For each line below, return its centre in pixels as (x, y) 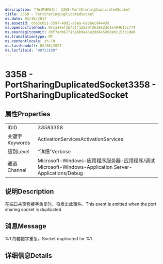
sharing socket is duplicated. (34, 210)
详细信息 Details (29, 255)
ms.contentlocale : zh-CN (30, 41)
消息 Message (26, 226)
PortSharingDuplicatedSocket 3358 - (81, 84)
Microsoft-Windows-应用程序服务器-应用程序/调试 (96, 160)
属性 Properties (28, 114)
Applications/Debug (60, 173)
